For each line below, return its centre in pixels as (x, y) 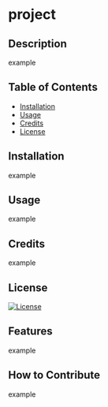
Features (30, 332)
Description (37, 44)
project (32, 15)
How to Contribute (54, 375)
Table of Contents (53, 87)
